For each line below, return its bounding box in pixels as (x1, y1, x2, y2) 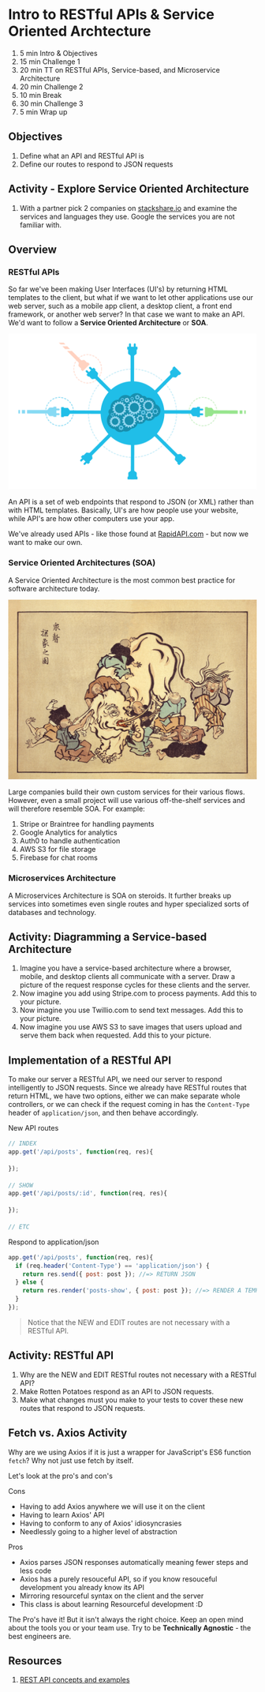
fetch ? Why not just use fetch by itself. (8, 1455, 134, 1465)
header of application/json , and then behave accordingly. (8, 1108, 199, 1118)
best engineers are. (8, 1631, 72, 1641)
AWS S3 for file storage (19, 845, 96, 854)
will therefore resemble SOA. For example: (8, 804, 146, 814)
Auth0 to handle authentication (19, 836, 121, 846)
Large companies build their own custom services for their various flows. (8, 787, 245, 797)
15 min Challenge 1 (19, 57, 80, 66)
